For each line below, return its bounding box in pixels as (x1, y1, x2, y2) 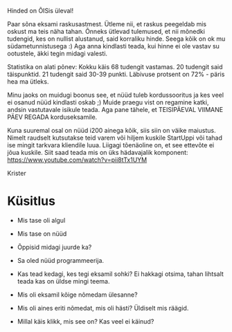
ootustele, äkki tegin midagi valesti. (7, 49, 108, 57)
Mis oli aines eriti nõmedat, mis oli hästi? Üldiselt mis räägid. (17, 304, 189, 312)
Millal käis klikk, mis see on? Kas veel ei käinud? (17, 317, 154, 325)
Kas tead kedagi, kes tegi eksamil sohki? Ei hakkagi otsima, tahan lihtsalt (17, 270, 224, 278)
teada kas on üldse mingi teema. (17, 277, 110, 285)
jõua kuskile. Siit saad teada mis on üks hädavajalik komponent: (7, 149, 188, 156)
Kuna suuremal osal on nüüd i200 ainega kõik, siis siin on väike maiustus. (7, 127, 216, 134)
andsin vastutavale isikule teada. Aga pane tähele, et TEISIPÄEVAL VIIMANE (7, 106, 224, 113)
